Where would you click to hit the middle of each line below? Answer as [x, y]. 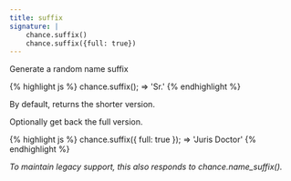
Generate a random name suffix [69, 69]
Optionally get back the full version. [76, 122]
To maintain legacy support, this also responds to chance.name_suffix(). [146, 167]
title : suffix [36, 18]
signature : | [34, 26]
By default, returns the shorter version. [82, 105]
